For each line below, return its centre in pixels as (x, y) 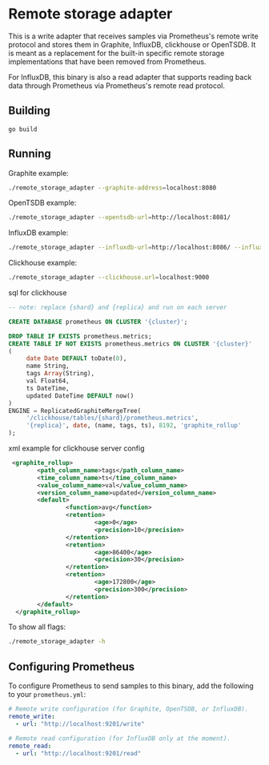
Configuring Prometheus (72, 666)
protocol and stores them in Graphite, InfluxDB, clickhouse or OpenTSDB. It (132, 44)
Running (30, 154)
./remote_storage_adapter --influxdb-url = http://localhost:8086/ (119, 248)
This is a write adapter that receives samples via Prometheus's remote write (133, 36)
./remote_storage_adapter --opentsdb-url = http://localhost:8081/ (119, 218)
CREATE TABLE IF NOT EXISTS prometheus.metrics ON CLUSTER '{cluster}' (130, 344)
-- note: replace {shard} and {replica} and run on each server (118, 308)
